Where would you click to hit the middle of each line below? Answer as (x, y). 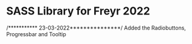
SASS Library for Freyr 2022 (78, 11)
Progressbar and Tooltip (36, 34)
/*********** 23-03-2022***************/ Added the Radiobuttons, (96, 28)
